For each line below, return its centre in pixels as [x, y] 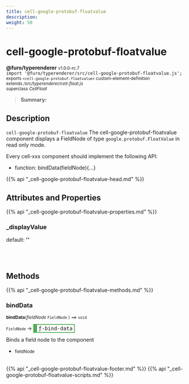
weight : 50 [19, 22]
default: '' [18, 240]
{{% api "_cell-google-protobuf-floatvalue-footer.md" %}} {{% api [86, 369]
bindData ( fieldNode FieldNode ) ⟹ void [46, 318]
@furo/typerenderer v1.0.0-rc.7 [43, 68]
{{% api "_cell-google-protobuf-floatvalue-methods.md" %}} [80, 290]
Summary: [33, 100]
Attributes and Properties [53, 198]
